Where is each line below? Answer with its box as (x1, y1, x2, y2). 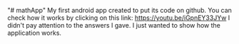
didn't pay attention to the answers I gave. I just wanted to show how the (7, 21, 221, 29)
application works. (7, 28, 62, 37)
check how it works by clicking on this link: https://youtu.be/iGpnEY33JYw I (7, 13, 230, 22)
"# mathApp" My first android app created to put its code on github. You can (7, 6, 232, 14)
